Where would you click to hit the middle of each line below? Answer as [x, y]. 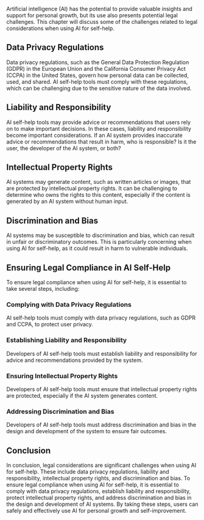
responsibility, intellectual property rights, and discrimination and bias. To [98, 478]
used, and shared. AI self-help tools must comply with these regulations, [97, 81]
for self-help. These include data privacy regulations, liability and [88, 472]
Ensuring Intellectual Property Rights [62, 376]
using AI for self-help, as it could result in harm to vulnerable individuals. [97, 248]
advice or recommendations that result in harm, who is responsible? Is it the [101, 141]
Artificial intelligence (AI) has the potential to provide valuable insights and [100, 9]
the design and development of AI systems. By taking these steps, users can [102, 504]
